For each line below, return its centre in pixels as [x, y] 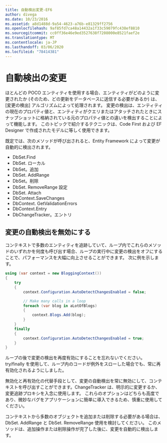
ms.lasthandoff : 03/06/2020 [34, 47]
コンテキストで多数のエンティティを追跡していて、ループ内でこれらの [77, 245]
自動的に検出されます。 [29, 147]
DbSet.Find [24, 157]
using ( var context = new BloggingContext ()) [53, 273]
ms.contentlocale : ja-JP [31, 43]
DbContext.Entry [29, 209]
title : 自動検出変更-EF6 [29, 10]
